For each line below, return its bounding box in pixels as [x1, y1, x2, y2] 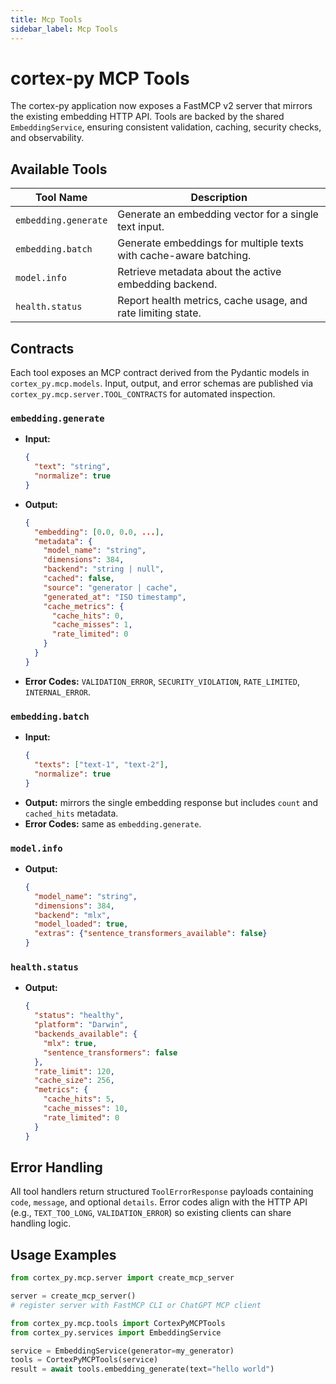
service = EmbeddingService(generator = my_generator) [10, 1346, 235, 1356]
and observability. [10, 132, 85, 144]
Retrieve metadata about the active [117, 265, 282, 279]
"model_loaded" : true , [34, 919, 129, 930]
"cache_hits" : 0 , [51, 611, 125, 621]
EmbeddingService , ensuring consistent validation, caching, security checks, [10, 121, 322, 133]
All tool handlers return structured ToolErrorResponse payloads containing [10, 1186, 314, 1198]
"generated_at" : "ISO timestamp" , [43, 592, 187, 602]
